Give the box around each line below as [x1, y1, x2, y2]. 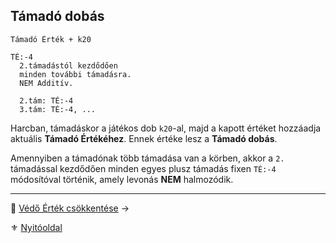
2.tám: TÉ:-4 [19, 95, 74, 106]
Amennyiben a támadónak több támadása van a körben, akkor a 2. [10, 152, 285, 164]
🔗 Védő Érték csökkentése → [10, 202, 130, 214]
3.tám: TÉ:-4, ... [19, 104, 97, 114]
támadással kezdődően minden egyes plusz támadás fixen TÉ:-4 [10, 162, 277, 174]
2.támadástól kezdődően [19, 60, 118, 71]
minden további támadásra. [19, 69, 132, 79]
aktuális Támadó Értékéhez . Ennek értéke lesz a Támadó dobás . [10, 132, 278, 144]
